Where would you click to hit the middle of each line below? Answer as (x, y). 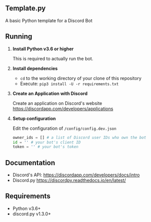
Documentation (30, 162)
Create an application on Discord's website (57, 103)
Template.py (26, 8)
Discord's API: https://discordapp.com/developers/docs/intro (76, 175)
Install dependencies (35, 68)
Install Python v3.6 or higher (43, 49)
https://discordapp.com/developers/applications (63, 108)
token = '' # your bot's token (45, 147)
